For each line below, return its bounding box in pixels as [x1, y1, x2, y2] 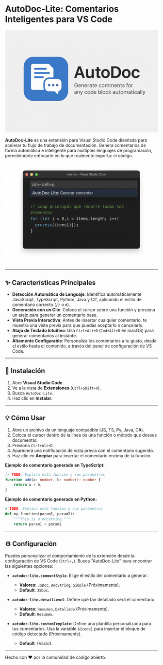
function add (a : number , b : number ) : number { [5, 477, 101, 482]
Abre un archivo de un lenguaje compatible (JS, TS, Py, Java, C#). [12, 427, 145, 432]
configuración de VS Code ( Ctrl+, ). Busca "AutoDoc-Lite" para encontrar [5, 558, 152, 564]
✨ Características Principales [5, 278, 96, 287]
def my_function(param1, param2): [5, 512, 75, 517]
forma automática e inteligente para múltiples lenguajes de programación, [5, 147, 153, 153]
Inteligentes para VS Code [5, 14, 113, 25]
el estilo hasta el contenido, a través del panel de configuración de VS [12, 343, 152, 349]
